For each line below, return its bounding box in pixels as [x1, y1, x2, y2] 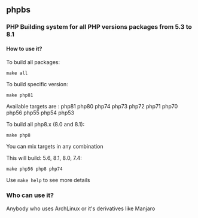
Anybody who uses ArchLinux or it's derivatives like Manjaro [6, 205, 156, 212]
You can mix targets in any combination [6, 143, 103, 150]
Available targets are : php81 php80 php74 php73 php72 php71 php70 [6, 102, 178, 110]
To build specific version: [6, 80, 68, 87]
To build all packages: [6, 58, 60, 65]
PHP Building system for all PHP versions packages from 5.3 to [6, 23, 193, 31]
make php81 [6, 92, 33, 98]
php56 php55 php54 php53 [6, 109, 75, 116]
